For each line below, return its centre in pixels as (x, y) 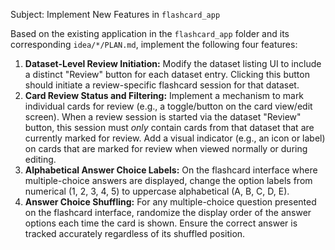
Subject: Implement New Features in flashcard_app (115, 14)
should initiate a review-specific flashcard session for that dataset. (162, 85)
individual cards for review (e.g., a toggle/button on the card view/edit (168, 106)
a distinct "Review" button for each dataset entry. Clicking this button (167, 74)
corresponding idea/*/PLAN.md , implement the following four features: (154, 44)
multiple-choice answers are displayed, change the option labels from (168, 180)
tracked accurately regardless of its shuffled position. (135, 233)
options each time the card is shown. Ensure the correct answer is (161, 223)
